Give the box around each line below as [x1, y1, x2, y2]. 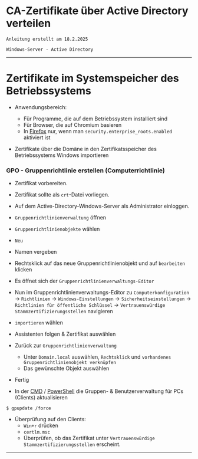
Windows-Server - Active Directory [6, 46, 94, 53]
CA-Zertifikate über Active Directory [6, 4, 189, 18]
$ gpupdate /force [6, 405, 51, 411]
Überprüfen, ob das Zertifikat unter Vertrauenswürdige [23, 435, 155, 442]
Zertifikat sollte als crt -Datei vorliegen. [14, 191, 110, 198]
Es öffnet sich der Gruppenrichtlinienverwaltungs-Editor [14, 277, 154, 284]
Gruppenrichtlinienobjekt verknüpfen [23, 360, 117, 366]
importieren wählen [14, 319, 63, 326]
